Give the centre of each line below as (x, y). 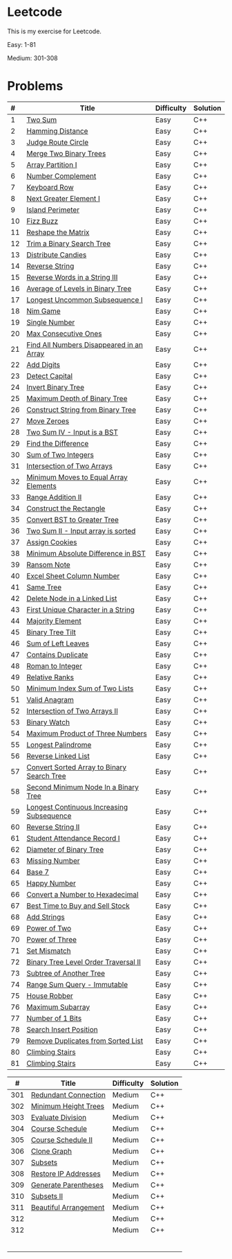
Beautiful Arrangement (68, 1207)
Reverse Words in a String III (72, 277)
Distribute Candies (57, 255)
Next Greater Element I (63, 198)
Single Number (51, 322)
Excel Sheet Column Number (73, 575)
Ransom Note (48, 564)
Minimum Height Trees (68, 1106)
